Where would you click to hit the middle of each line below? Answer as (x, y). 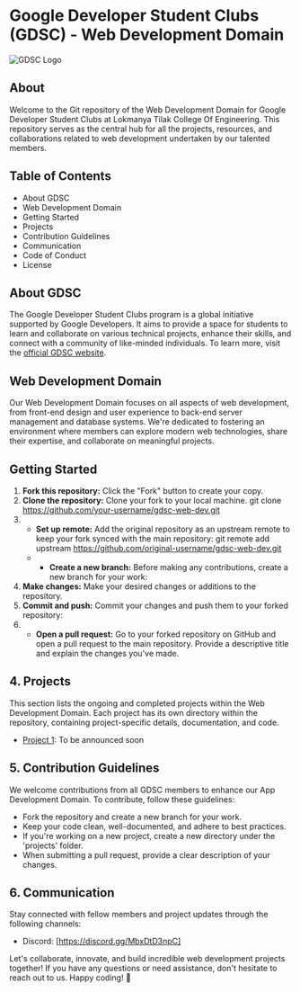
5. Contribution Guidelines (84, 769)
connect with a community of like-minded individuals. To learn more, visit (145, 344)
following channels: (45, 924)
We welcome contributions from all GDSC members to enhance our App (142, 790)
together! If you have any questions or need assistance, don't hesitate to (143, 969)
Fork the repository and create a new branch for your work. (132, 817)
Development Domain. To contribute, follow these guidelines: (122, 799)
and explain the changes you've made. (107, 653)
